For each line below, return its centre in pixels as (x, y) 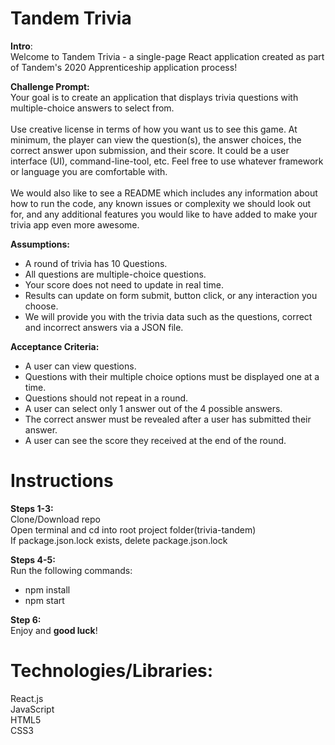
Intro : (21, 46)
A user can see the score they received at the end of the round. (155, 440)
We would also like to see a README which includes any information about (164, 193)
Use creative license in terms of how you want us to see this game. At (154, 129)
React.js (27, 698)
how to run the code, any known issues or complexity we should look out (161, 203)
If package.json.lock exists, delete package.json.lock (119, 540)
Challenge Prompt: (50, 86)
